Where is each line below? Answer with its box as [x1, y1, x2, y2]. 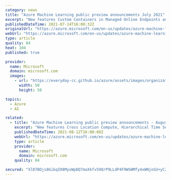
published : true [5, 50, 40, 55]
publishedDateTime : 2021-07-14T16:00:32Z [5, 21, 95, 27]
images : [10, 73, 26, 79]
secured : [5, 167, 24, 172]
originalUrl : [5, 26, 33, 32]
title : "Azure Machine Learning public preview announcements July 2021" [5, 12, 165, 17]
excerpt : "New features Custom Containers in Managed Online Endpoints [5, 17, 160, 22]
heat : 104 [5, 45, 26, 50]
